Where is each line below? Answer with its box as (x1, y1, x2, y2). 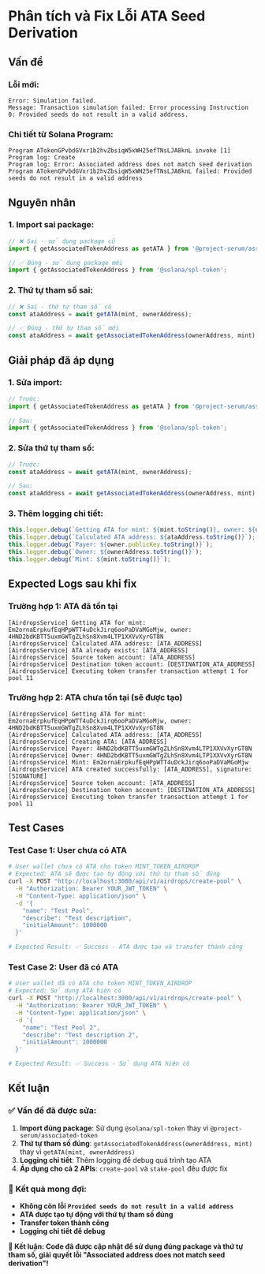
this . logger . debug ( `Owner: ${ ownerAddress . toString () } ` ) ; (8, 548, 203, 556)
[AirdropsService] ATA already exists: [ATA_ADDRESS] (8, 646, 189, 654)
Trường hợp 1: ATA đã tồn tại (8, 601, 118, 612)
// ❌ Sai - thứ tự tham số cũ (8, 303, 112, 311)
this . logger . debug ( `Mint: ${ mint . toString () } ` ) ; (8, 555, 171, 563)
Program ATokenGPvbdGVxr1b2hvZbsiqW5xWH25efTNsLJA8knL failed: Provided (8, 167, 252, 176)
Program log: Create (8, 154, 77, 162)
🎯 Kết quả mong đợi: (8, 1183, 87, 1194)
